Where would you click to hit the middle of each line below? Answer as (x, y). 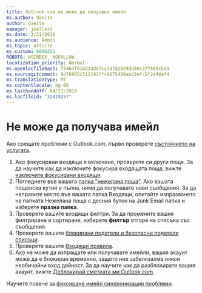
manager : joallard (29, 29)
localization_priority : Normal (46, 63)
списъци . (27, 239)
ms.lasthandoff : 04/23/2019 (42, 91)
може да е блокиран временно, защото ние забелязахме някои (98, 258)
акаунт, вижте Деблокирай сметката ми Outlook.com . (85, 272)
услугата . (19, 150)
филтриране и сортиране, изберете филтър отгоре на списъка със (102, 220)
